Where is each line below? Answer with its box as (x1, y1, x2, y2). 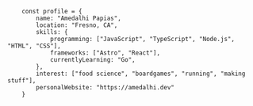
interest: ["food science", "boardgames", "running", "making (36, 70, 246, 78)
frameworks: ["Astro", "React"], (49, 49, 160, 57)
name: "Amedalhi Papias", (36, 14, 122, 22)
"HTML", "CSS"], (7, 42, 61, 50)
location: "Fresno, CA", (36, 21, 118, 29)
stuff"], (7, 77, 36, 85)
